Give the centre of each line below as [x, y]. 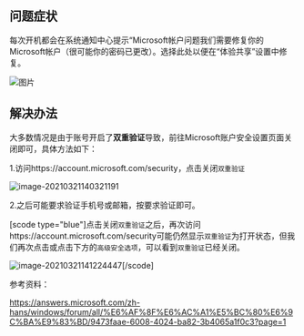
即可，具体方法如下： [57, 148]
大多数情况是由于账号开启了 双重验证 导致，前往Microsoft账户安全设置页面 [147, 137]
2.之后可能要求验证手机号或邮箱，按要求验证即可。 [105, 205]
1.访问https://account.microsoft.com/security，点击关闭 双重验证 [127, 168]
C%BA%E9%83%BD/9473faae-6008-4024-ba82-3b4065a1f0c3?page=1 [148, 321]
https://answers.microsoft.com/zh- [75, 302]
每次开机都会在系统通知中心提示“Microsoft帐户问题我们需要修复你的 [137, 40]
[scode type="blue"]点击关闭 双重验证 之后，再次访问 [106, 224]
